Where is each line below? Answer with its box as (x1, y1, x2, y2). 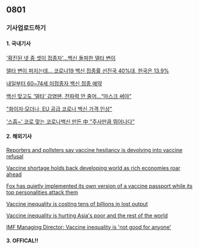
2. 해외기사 (6, 133, 32, 140)
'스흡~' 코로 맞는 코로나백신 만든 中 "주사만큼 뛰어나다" (6, 118, 135, 125)
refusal (6, 153, 24, 160)
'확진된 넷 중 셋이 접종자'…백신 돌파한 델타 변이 (6, 54, 116, 62)
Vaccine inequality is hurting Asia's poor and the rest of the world (6, 212, 168, 219)
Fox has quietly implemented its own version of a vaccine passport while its (6, 182, 193, 189)
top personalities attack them (6, 189, 79, 196)
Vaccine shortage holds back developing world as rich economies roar (6, 164, 181, 171)
